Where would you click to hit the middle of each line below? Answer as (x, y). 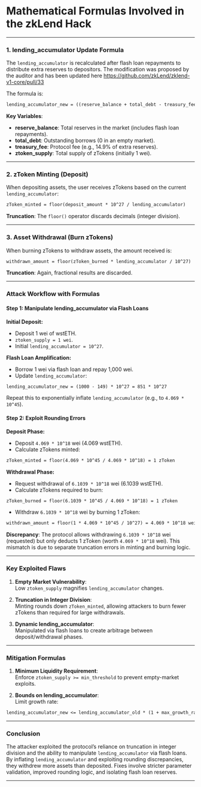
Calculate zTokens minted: (48, 449)
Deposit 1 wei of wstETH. (45, 333)
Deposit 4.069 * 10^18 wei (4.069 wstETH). (68, 443)
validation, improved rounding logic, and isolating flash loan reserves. (92, 772)
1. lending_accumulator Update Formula (65, 50)
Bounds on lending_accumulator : (57, 695)
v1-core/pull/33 (25, 82)
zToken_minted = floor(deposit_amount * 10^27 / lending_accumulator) (96, 205)
